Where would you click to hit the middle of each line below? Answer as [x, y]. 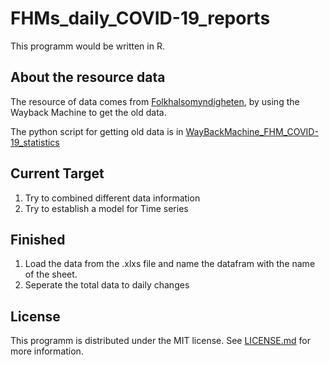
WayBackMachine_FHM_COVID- [252, 131]
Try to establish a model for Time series [106, 208]
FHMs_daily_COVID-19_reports [140, 18]
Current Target [57, 173]
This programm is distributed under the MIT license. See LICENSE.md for [160, 341]
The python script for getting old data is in [97, 131]
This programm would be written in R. [87, 46]
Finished [38, 239]
